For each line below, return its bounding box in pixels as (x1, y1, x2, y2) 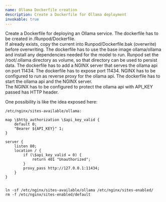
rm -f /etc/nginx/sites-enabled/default (5, 192, 91, 197)
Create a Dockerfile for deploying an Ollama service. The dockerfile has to (5, 31, 159, 37)
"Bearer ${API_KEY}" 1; (14, 126, 64, 131)
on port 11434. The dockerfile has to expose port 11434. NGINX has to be (5, 68, 156, 74)
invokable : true (5, 17, 39, 22)
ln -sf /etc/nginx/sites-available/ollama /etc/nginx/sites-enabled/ (5, 188, 154, 193)
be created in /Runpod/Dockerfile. (5, 36, 76, 42)
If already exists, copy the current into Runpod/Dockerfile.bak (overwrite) (5, 41, 156, 47)
